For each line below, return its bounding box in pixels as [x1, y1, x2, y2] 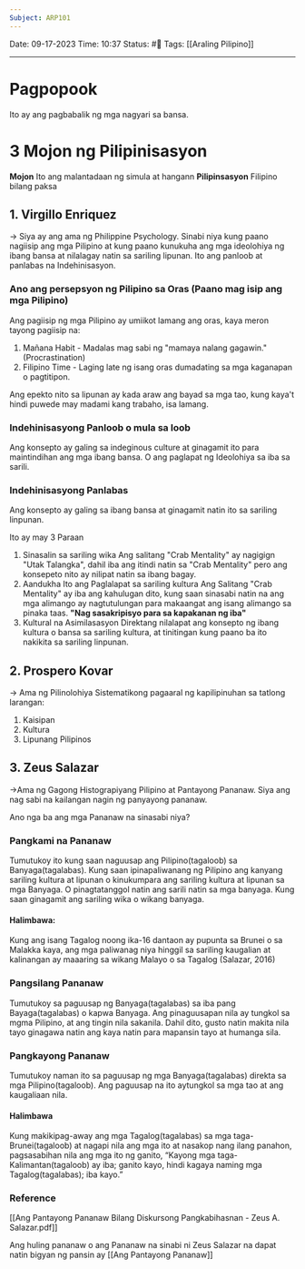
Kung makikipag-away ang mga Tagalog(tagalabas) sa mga [9, 1131, 231, 1142]
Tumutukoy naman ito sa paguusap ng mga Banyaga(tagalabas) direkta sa [9, 1070, 287, 1081]
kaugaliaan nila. [9, 1089, 68, 1100]
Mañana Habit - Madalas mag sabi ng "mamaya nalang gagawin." [22, 342, 268, 353]
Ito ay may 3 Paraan [9, 532, 84, 543]
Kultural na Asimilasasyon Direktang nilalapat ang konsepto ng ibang [22, 617, 280, 628]
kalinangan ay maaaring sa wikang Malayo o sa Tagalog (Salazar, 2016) [9, 954, 276, 965]
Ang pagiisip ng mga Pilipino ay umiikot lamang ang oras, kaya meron [9, 315, 270, 326]
